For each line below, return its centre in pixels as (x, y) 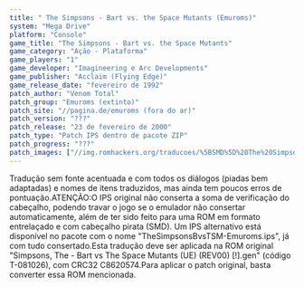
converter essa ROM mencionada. (73, 274)
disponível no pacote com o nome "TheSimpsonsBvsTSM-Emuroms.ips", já (149, 235)
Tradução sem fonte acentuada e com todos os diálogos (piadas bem (139, 178)
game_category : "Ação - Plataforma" (78, 52)
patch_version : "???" (50, 119)
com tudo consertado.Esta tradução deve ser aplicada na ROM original (142, 245)
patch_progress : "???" (52, 144)
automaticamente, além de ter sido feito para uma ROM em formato (135, 216)
